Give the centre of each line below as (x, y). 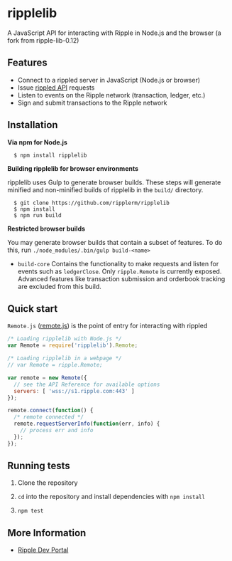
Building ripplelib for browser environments (73, 168)
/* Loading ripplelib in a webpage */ (65, 358)
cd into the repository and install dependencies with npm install (111, 497)
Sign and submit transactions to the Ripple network (92, 103)
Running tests (39, 466)
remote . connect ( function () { (50, 411)
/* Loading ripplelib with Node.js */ (65, 339)
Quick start (33, 309)
